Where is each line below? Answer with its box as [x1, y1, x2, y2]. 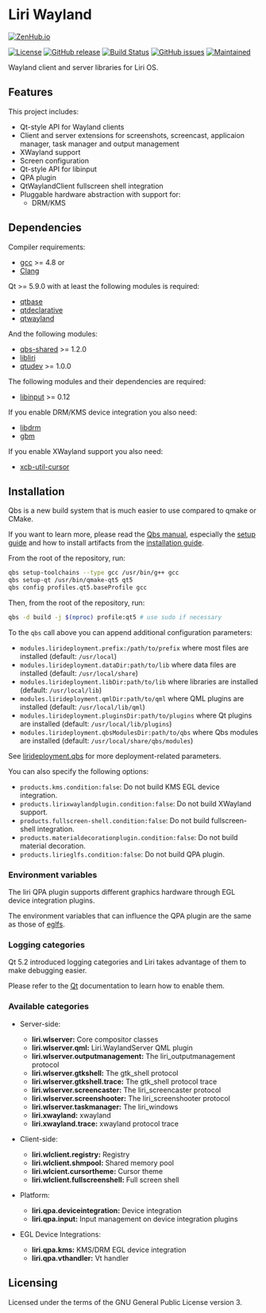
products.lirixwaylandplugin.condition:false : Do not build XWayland [19, 799, 252, 808]
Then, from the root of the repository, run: [8, 598, 145, 607]
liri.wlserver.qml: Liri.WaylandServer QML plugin [31, 1042, 193, 1053]
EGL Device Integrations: [19, 1229, 102, 1239]
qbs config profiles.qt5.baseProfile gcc [8, 583, 148, 592]
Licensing [8, 1276, 58, 1290]
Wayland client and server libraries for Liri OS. [8, 62, 159, 72]
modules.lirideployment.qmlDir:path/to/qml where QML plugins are [19, 693, 245, 703]
